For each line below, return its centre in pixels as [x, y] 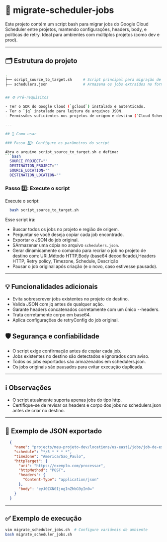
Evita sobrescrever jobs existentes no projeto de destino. [71, 298]
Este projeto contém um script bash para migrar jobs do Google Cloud [77, 24]
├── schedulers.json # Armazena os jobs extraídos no [79, 84]
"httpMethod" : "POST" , [42, 470]
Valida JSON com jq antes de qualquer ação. [58, 304]
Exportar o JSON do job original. [45, 240]
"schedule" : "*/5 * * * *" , [43, 452]
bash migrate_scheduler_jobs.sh [39, 535]
